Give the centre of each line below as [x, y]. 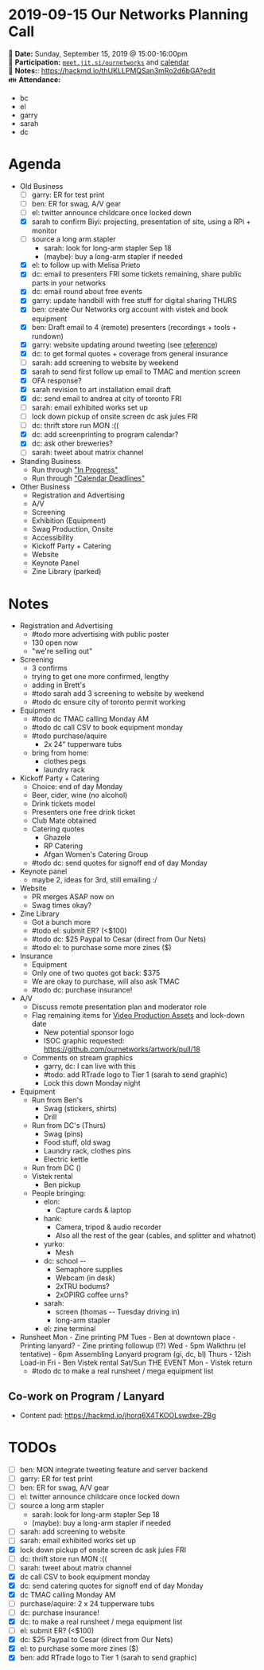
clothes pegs [65, 761]
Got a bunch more [61, 922]
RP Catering [63, 846]
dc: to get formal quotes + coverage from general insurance [130, 353]
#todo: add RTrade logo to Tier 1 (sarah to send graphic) [136, 1075]
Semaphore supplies [89, 1270]
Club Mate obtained [64, 821]
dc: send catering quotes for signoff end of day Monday [112, 1586]
